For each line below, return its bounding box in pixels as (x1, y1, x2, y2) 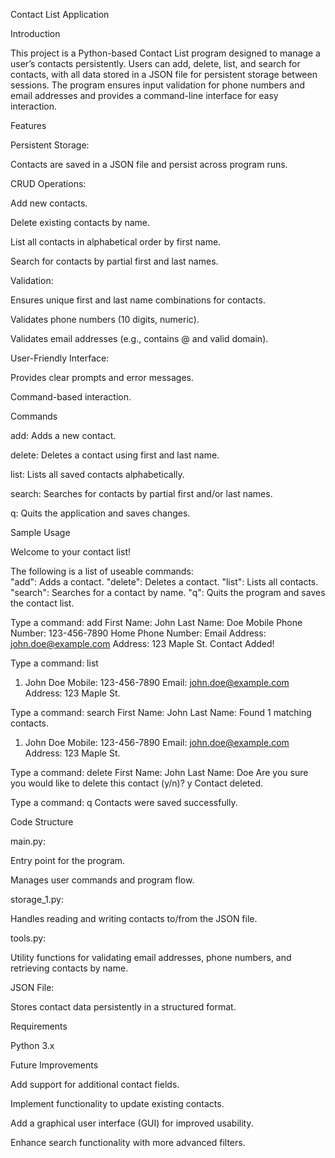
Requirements (10, 1020, 68, 1032)
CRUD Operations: (10, 178, 87, 189)
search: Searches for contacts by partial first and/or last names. (10, 488, 273, 499)
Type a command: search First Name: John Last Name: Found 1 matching (10, 707, 312, 718)
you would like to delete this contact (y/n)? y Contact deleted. (10, 777, 264, 789)
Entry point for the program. (10, 855, 126, 866)
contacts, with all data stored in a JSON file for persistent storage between (10, 69, 318, 80)
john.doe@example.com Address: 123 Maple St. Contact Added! (10, 638, 275, 649)
